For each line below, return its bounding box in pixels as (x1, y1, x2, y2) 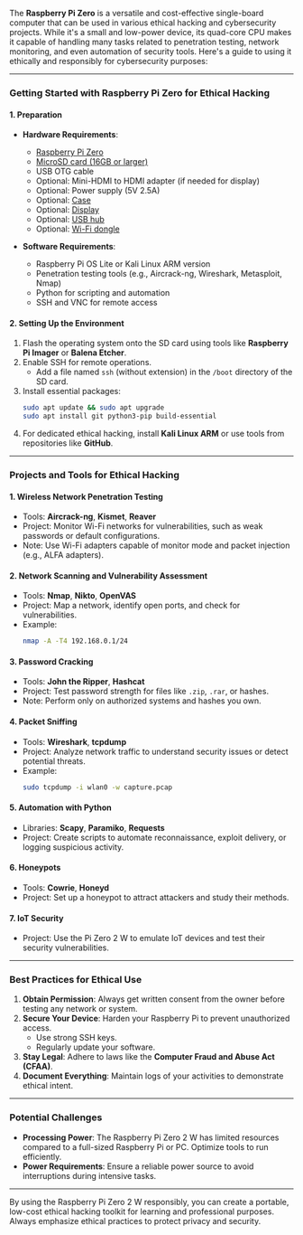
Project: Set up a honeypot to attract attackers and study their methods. (22, 891, 289, 902)
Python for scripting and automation (35, 288, 170, 298)
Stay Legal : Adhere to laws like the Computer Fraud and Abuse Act (22, 1051, 275, 1062)
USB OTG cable (35, 166, 95, 177)
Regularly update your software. (35, 1042, 156, 1052)
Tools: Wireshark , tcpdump (22, 736, 127, 747)
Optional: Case (35, 194, 92, 206)
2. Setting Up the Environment (9, 317, 124, 328)
